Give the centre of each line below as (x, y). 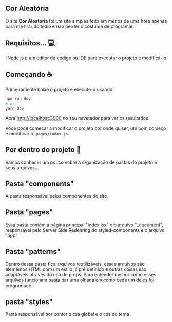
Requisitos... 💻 (30, 43)
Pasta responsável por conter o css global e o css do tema (67, 314)
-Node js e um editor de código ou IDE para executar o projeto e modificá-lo (86, 58)
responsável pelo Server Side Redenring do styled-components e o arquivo (85, 230)
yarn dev (15, 109)
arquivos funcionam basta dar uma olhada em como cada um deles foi (80, 280)
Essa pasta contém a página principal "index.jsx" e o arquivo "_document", (84, 225)
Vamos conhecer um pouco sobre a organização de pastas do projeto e (81, 162)
